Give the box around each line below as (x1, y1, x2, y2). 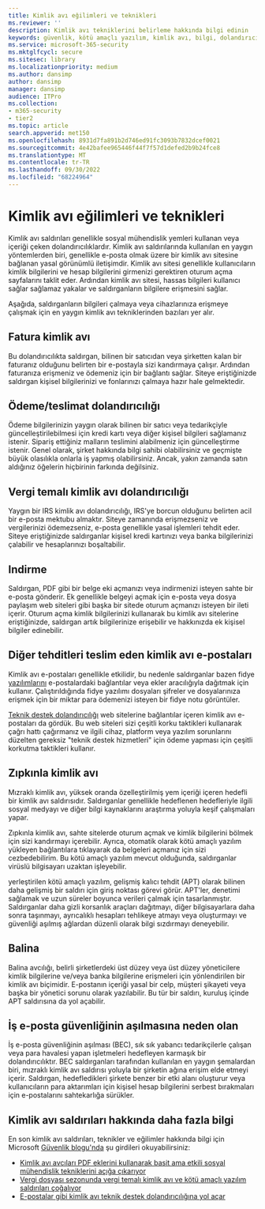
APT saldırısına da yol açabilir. (8, 996, 106, 1006)
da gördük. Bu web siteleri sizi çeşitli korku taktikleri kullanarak (38, 718, 242, 728)
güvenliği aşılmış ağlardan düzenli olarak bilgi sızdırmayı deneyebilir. (8, 918, 230, 928)
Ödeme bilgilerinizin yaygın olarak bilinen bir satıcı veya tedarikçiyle (8, 420, 228, 430)
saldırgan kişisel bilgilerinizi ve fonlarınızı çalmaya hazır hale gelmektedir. (8, 376, 245, 386)
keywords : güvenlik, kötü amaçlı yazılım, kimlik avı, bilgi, (8, 33, 217, 42)
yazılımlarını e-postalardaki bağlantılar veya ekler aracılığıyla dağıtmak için (8, 677, 249, 687)
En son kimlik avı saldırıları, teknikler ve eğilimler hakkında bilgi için (8, 1135, 225, 1144)
